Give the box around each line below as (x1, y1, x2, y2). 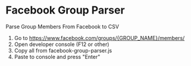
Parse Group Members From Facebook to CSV (5, 23, 120, 30)
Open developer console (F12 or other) (14, 41, 109, 48)
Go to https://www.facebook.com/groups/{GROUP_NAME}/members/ (14, 34, 185, 41)
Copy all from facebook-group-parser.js (14, 47, 112, 54)
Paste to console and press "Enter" (14, 53, 101, 60)
